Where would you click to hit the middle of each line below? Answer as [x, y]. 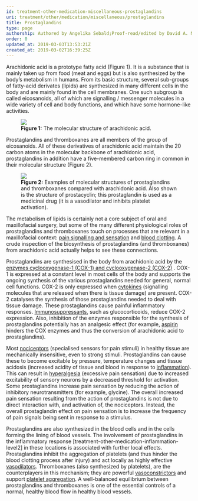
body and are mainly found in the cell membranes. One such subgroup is [94, 92]
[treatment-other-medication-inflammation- [126, 441]
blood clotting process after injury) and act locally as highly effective [89, 460]
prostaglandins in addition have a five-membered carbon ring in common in [98, 158]
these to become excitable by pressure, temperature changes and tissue [94, 360]
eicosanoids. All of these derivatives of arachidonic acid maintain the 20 [94, 146]
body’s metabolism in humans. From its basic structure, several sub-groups [98, 79]
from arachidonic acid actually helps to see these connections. [82, 250]
